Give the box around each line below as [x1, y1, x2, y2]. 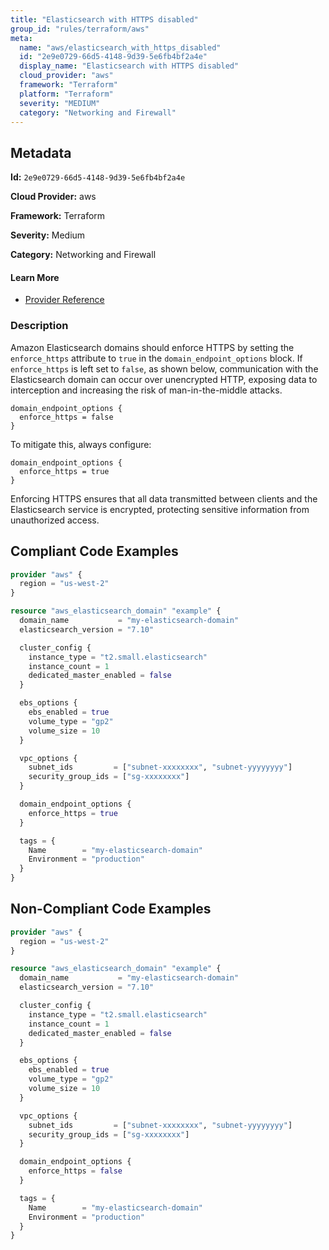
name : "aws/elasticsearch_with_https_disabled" [19, 42, 222, 53]
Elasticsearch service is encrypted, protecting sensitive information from [10, 503, 310, 515]
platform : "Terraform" [19, 89, 114, 99]
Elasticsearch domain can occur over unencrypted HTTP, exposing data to [10, 373, 318, 385]
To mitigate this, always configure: [10, 438, 152, 450]
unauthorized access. [10, 514, 100, 526]
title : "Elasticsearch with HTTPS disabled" [10, 14, 199, 25]
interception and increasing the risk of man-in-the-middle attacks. [10, 384, 283, 396]
